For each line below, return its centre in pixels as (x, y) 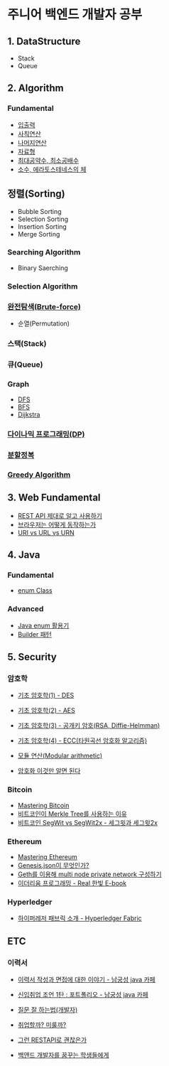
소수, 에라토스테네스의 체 (52, 169)
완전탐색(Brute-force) (44, 306)
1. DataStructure (44, 41)
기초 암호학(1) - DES (46, 695)
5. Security (32, 657)
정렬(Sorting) (36, 194)
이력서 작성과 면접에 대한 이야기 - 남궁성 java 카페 (87, 979)
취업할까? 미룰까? (42, 1025)
